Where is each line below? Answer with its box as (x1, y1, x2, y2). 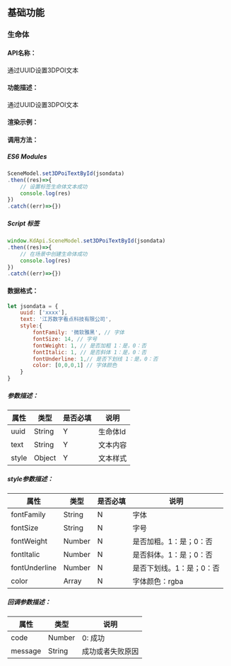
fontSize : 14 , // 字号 (32, 335, 97, 342)
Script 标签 (7, 219, 40, 227)
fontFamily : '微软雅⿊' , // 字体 (32, 329, 125, 337)
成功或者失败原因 (82, 646, 139, 656)
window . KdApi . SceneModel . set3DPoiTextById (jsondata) (7, 237, 166, 244)
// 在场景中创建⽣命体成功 (20, 250, 88, 257)
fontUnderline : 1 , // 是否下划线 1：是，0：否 (32, 355, 158, 363)
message (11, 645, 42, 655)
